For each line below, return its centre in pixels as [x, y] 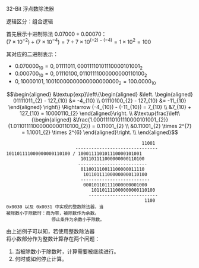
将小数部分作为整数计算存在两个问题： [53, 239]
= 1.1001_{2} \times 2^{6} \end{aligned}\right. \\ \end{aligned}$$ [100, 132]
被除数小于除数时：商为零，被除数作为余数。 [53, 213]
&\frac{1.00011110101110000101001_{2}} [121, 120]
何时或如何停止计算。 [41, 259]
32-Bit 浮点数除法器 [30, 9]
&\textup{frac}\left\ [157, 113]
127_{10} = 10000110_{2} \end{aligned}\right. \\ [76, 113]
